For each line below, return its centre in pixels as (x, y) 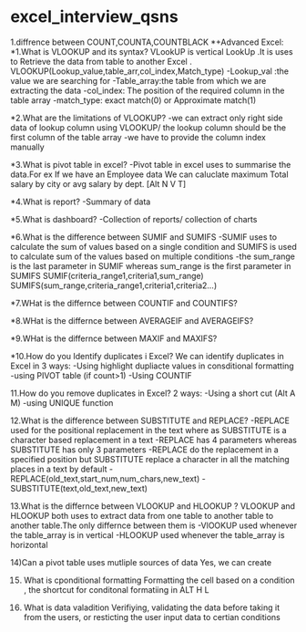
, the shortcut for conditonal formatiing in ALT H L (116, 589)
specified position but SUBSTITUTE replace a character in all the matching (150, 459)
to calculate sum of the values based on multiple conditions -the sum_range (153, 256)
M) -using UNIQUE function (62, 402)
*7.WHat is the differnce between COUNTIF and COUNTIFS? (124, 303)
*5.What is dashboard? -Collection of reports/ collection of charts (134, 219)
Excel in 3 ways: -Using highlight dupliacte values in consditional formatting (152, 366)
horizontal (29, 544)
